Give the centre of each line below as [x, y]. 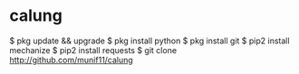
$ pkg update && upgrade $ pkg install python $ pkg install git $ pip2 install [149, 41]
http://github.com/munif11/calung [71, 60]
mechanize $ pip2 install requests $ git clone [93, 50]
